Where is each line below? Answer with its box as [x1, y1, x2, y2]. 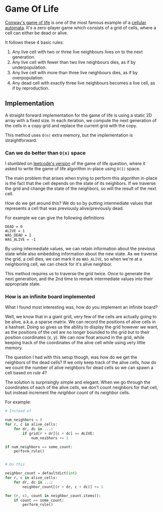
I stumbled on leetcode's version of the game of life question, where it [5, 161, 145, 166]
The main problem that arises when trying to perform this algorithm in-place [5, 175, 158, 181]
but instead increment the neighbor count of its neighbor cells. [5, 389, 130, 396]
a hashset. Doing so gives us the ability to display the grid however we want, [5, 324, 159, 330]
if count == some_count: [14, 498, 64, 503]
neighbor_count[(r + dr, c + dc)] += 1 [22, 484, 104, 489]
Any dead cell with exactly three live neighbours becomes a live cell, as [12, 80, 155, 86]
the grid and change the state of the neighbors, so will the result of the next [5, 185, 157, 191]
